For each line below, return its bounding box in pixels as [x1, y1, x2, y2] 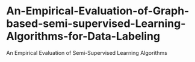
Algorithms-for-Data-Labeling [6, 30, 161, 43]
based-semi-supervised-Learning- [6, 17, 186, 30]
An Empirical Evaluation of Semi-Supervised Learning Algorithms [6, 49, 167, 56]
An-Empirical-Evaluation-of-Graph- [6, 4, 190, 18]
